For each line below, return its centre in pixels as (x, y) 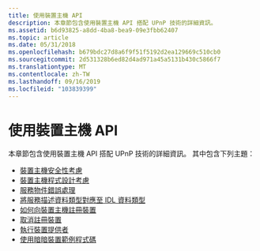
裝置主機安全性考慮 (51, 170)
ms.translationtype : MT (47, 67)
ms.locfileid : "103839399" (53, 89)
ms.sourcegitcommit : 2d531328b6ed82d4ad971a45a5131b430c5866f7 (115, 60)
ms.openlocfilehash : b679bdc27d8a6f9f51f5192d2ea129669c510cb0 (115, 52)
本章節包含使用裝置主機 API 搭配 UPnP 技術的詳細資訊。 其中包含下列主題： (132, 154)
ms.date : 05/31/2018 (42, 45)
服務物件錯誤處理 (47, 190)
